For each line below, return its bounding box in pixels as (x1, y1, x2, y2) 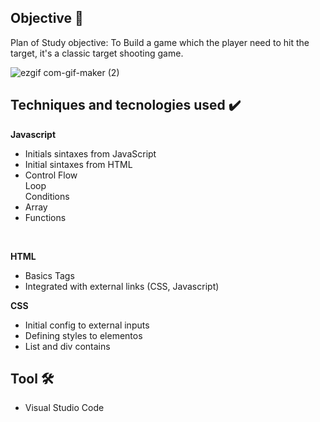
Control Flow (24, 169, 78, 181)
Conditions (24, 190, 70, 202)
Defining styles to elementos (24, 329, 143, 341)
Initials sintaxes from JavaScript (24, 147, 157, 160)
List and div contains (24, 340, 111, 352)
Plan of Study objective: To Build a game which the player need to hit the (10, 36, 310, 48)
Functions (24, 211, 67, 223)
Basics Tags (24, 269, 75, 281)
